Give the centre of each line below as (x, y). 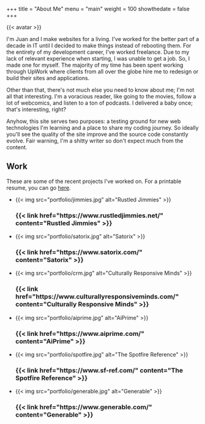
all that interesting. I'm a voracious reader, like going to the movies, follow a (101, 96)
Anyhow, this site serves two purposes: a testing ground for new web (94, 121)
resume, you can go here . (39, 188)
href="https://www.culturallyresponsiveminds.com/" (97, 297)
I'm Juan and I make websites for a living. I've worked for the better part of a (103, 39)
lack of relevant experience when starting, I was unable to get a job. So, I (98, 58)
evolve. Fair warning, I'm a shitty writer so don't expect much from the (95, 141)
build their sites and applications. (48, 78)
